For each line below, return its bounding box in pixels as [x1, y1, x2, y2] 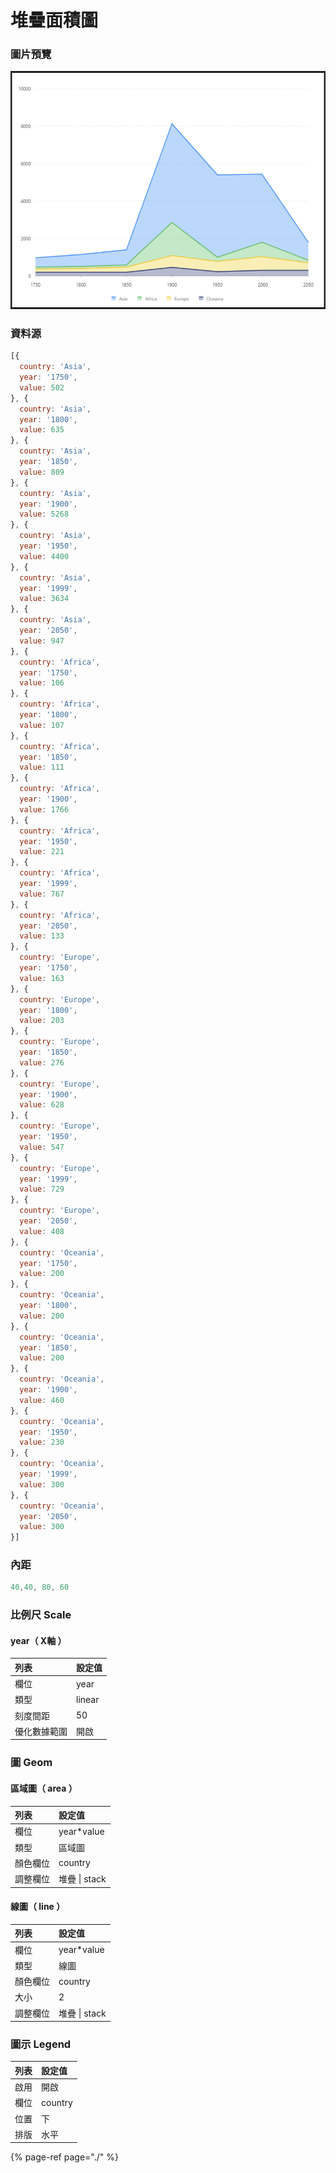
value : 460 [19, 1395, 65, 1405]
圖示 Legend [10, 2037, 72, 2051]
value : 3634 [19, 594, 70, 604]
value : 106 [19, 678, 65, 688]
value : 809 [19, 467, 65, 477]
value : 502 [19, 382, 65, 393]
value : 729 [19, 1184, 65, 1195]
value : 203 [19, 1016, 65, 1026]
